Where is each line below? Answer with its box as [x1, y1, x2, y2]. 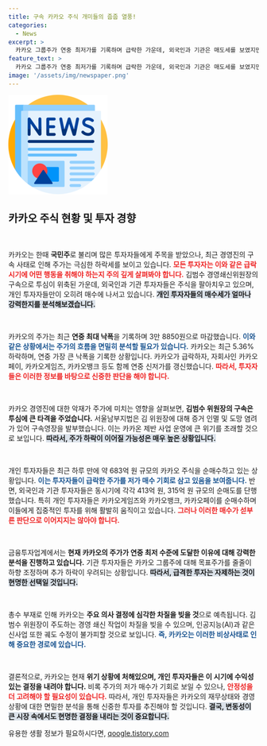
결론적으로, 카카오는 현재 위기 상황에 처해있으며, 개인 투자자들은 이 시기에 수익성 [8, 671, 254, 681]
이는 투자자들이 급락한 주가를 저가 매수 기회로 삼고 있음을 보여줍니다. [37, 475, 248, 485]
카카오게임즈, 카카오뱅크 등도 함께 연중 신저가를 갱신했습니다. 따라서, [25, 361, 238, 371]
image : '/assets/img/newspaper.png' [8, 72, 130, 79]
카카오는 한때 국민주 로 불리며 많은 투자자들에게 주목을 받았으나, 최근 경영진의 [8, 249, 246, 259]
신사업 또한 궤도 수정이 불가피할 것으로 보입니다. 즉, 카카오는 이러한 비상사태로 [8, 629, 249, 639]
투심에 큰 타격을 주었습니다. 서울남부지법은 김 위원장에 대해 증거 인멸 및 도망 [8, 413, 243, 423]
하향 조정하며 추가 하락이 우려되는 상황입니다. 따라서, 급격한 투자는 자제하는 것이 [8, 567, 255, 577]
